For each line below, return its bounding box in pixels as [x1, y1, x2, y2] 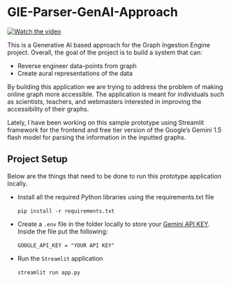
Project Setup [7, 153, 68, 165]
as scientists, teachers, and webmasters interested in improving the [7, 97, 202, 105]
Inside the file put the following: [17, 227, 108, 236]
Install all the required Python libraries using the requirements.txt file [17, 192, 214, 201]
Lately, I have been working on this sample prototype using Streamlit [7, 118, 204, 126]
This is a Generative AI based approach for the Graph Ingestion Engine [7, 40, 211, 49]
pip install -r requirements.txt [17, 207, 115, 215]
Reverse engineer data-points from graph [17, 61, 137, 70]
